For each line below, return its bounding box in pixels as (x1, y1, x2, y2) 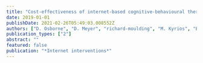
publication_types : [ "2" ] (6, 31, 71, 37)
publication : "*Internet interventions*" (6, 48, 112, 54)
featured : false (6, 43, 47, 49)
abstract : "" (6, 37, 39, 43)
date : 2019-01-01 (6, 14, 50, 20)
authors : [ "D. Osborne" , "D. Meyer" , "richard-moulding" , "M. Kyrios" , (6, 25, 190, 32)
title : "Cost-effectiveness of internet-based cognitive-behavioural (6, 8, 185, 15)
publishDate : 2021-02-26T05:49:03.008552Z (6, 20, 115, 26)
